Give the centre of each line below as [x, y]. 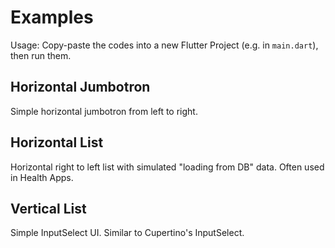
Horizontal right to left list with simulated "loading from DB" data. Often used [167, 167]
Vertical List [48, 208]
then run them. [41, 55]
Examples [52, 17]
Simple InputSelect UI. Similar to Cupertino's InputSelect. [127, 233]
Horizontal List [57, 142]
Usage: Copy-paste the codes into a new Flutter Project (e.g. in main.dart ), [164, 45]
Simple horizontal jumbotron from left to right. [104, 111]
